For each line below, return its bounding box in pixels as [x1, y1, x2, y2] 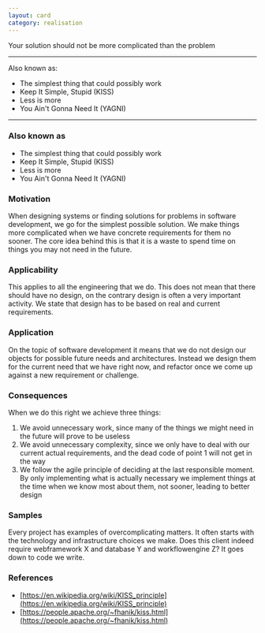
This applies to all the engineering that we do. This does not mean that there [8, 282, 256, 292]
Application [8, 327, 54, 338]
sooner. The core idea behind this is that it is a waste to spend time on [8, 236, 237, 246]
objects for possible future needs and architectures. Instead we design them [8, 353, 256, 363]
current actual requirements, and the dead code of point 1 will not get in [19, 448, 252, 457]
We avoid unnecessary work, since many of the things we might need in [19, 423, 254, 432]
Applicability [8, 265, 58, 276]
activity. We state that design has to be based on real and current [8, 299, 221, 308]
